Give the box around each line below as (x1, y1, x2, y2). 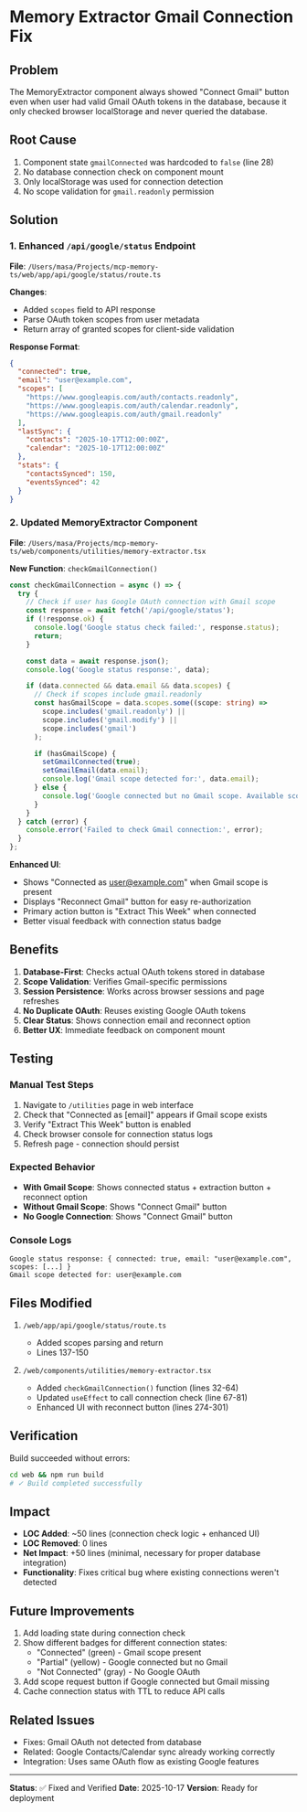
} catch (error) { (17, 816, 89, 826)
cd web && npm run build (9, 1470, 104, 1479)
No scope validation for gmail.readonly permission (22, 186, 215, 197)
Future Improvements (9, 1603, 135, 1619)
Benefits (9, 942, 59, 957)
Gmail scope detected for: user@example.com (9, 1271, 182, 1280)
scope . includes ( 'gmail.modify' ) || (42, 715, 178, 724)
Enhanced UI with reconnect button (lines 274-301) (36, 1402, 229, 1412)
